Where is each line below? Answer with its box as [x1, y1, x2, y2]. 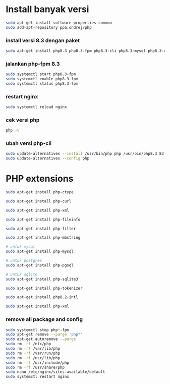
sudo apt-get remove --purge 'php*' [6, 332, 83, 337]
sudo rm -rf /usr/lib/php [6, 355, 60, 360]
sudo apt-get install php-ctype [6, 190, 74, 195]
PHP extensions [6, 173, 74, 185]
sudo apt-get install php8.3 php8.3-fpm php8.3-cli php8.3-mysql [6, 48, 146, 53]
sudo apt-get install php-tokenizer [6, 286, 83, 291]
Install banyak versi [6, 4, 89, 15]
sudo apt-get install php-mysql [6, 249, 74, 254]
